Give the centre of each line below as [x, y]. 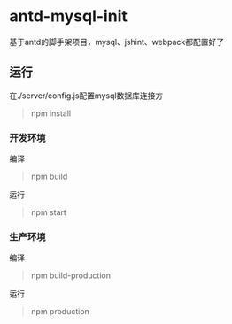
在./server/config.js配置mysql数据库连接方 [86, 96]
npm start [48, 212]
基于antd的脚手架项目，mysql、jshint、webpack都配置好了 [116, 42]
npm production [60, 312]
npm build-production [70, 275]
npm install [51, 113]
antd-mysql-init [69, 16]
